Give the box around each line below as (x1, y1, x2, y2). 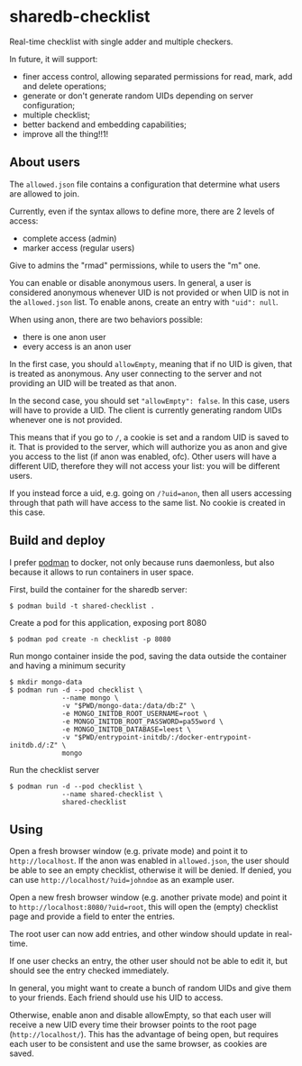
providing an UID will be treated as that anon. (9, 377, 178, 389)
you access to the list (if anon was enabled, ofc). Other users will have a (9, 451, 277, 462)
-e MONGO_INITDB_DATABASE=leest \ (61, 724, 192, 734)
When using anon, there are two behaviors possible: (9, 314, 203, 325)
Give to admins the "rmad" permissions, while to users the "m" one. (9, 260, 261, 271)
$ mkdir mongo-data (9, 677, 83, 686)
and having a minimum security (9, 660, 126, 671)
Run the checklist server (9, 764, 100, 775)
